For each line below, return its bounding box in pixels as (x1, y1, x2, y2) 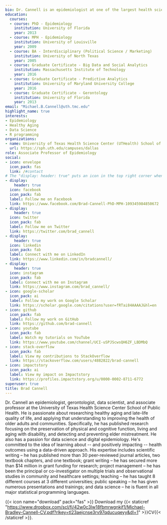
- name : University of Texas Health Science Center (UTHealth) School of (5, 141, 162, 147)
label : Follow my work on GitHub (9, 316, 79, 322)
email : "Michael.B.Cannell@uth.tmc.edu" (5, 104, 90, 109)
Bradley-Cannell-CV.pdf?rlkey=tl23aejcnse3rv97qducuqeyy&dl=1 (5, 510, 139, 516)
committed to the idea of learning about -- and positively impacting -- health (5, 442, 162, 448)
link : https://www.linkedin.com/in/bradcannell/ (9, 257, 112, 262)
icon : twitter (9, 215, 39, 220)
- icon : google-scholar (5, 289, 55, 294)
